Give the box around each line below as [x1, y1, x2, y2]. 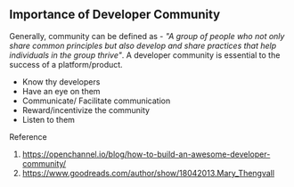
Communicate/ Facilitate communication [21, 95, 171, 106]
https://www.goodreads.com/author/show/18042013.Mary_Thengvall [21, 167, 274, 178]
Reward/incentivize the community [21, 104, 150, 115]
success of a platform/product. [9, 59, 123, 69]
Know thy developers [21, 76, 101, 87]
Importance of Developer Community [9, 7, 221, 22]
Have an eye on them [21, 85, 101, 96]
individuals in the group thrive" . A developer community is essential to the [9, 49, 281, 61]
